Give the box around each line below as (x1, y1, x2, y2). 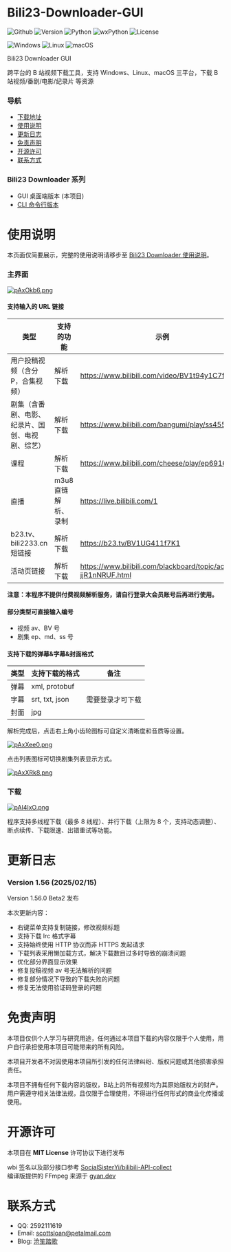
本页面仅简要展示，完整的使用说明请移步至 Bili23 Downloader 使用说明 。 (7, 251, 213, 259)
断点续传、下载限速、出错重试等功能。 (7, 825, 115, 834)
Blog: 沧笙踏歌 (16, 1237, 58, 1245)
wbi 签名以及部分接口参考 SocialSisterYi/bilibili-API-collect (7, 1163, 172, 1172)
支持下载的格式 (31, 669, 80, 678)
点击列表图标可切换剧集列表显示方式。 (7, 755, 115, 763)
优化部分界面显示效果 (16, 958, 78, 966)
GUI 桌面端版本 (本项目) (16, 191, 85, 200)
